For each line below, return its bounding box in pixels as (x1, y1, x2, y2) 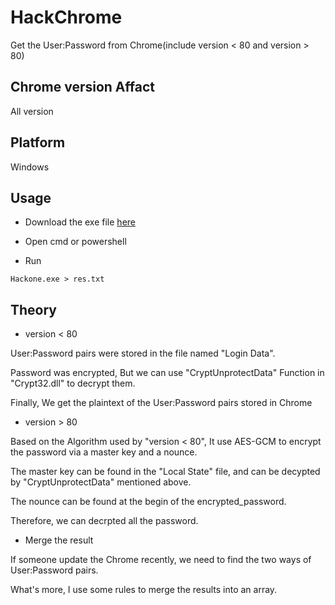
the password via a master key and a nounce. (10, 446, 198, 458)
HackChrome (10, 6, 123, 29)
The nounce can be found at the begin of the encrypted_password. (10, 496, 287, 508)
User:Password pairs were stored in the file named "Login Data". (10, 347, 276, 360)
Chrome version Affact (10, 79, 155, 96)
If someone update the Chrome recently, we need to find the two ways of (10, 554, 312, 566)
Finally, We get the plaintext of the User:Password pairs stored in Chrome (10, 397, 313, 409)
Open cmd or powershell (24, 236, 127, 248)
